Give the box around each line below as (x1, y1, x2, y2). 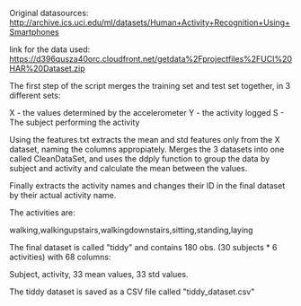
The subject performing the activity (9, 117, 140, 127)
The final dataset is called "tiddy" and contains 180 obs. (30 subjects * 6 (9, 242, 278, 252)
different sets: (9, 90, 61, 101)
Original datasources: (9, 8, 89, 18)
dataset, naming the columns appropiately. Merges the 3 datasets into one (9, 144, 285, 154)
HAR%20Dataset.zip (9, 63, 85, 74)
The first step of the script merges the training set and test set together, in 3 (9, 81, 290, 91)
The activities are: (9, 207, 76, 218)
